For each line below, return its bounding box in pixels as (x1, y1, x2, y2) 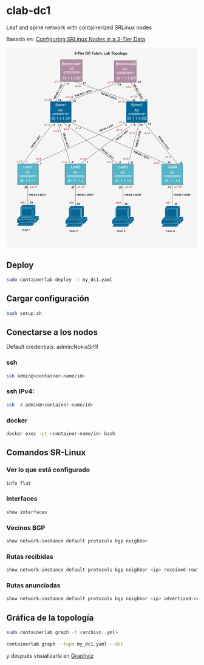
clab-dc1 (6, 4, 51, 18)
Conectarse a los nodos (6, 327, 98, 337)
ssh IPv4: (6, 387, 35, 396)
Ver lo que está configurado (6, 465, 90, 474)
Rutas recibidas (6, 552, 53, 561)
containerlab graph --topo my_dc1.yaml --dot (6, 641, 123, 647)
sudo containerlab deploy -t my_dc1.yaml (6, 277, 113, 283)
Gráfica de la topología (6, 612, 94, 623)
